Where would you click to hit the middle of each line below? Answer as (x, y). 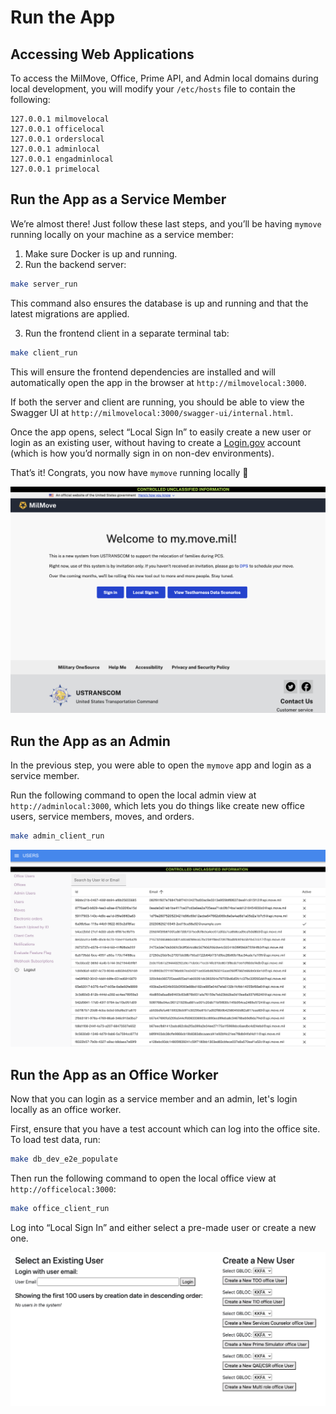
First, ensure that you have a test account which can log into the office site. (165, 1129)
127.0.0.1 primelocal (55, 169)
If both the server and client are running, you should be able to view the (157, 402)
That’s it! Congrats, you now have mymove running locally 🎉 (129, 472)
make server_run (44, 284)
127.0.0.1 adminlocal (55, 149)
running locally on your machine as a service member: (122, 234)
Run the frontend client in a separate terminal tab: (127, 333)
